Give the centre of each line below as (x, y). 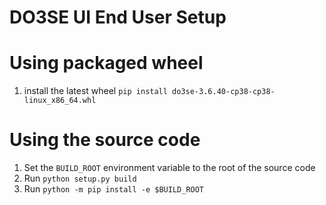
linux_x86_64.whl (60, 101)
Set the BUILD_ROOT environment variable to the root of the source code (169, 168)
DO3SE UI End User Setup (118, 17)
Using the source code (105, 140)
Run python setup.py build (80, 178)
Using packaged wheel (106, 63)
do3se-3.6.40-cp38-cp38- (224, 92)
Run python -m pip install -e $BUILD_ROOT (114, 189)
